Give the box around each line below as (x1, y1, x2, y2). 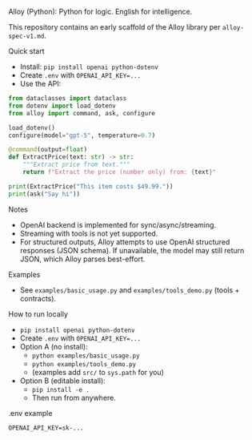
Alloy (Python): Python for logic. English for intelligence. (8, 7, 193, 16)
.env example (8, 408, 53, 418)
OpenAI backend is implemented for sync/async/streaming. (19, 220, 217, 229)
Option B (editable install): (19, 376, 106, 386)
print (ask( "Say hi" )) (8, 190, 81, 198)
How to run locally (8, 309, 68, 319)
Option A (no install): (19, 341, 88, 351)
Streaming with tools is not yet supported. (19, 228, 158, 238)
